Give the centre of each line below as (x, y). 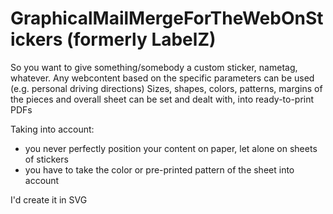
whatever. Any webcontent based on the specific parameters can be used (162, 78)
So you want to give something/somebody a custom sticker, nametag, (154, 67)
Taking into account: (52, 129)
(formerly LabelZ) (141, 39)
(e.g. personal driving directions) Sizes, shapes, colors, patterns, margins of (166, 88)
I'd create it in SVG (49, 199)
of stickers (46, 159)
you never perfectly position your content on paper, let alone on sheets (171, 148)
